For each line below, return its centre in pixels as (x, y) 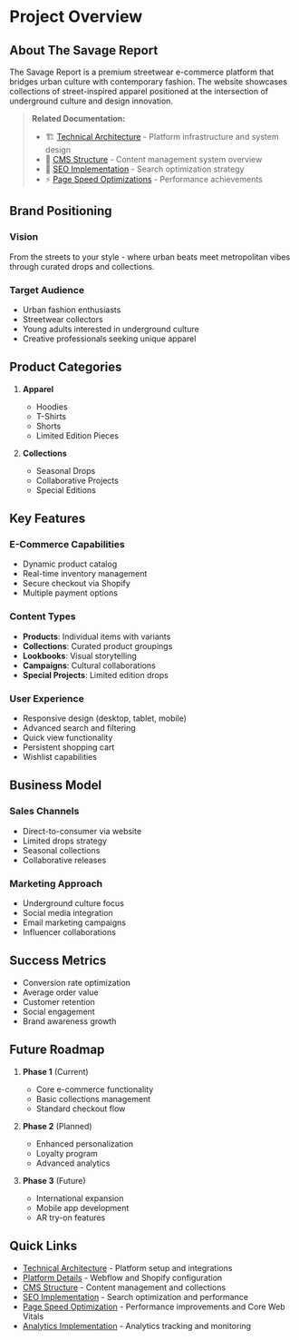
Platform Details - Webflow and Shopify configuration (122, 1277)
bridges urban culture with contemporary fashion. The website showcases (149, 82)
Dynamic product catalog (70, 564)
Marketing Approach (56, 883)
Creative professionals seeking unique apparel (109, 339)
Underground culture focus (73, 903)
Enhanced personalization (85, 1143)
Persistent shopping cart (68, 747)
